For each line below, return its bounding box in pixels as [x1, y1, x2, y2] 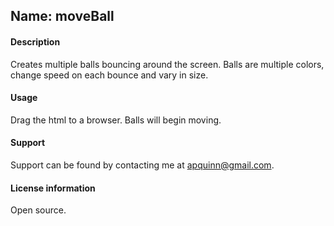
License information [10, 182, 96, 194]
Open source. [10, 204, 67, 216]
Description [10, 35, 61, 48]
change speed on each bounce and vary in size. [10, 69, 209, 81]
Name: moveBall [10, 8, 115, 25]
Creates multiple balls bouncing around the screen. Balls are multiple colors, [10, 58, 325, 70]
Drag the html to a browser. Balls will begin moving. [10, 114, 222, 126]
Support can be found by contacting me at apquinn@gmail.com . [10, 159, 275, 171]
